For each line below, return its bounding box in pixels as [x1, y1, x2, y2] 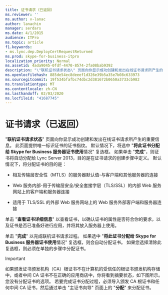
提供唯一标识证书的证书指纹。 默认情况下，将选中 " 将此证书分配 [28, 142, 160, 148]
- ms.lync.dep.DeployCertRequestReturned [5, 49, 93, 54]
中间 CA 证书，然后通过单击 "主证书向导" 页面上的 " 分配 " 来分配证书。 [9, 284, 154, 290]
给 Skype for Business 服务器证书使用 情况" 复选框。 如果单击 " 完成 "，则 [5, 148, 155, 155]
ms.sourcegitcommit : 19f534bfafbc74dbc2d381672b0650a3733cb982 [5, 77, 140, 82]
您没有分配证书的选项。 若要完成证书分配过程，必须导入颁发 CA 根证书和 [5, 278, 155, 284]
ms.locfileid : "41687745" [5, 95, 59, 100]
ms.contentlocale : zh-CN [5, 86, 57, 91]
